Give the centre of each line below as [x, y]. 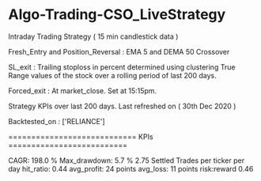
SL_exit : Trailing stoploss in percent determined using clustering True [122, 67]
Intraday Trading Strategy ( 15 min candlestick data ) [93, 36]
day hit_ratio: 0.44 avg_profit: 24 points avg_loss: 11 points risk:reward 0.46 [131, 168]
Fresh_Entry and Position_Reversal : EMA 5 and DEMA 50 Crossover [119, 51]
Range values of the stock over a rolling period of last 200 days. [112, 75]
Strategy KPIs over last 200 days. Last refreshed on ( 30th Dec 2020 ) [122, 106]
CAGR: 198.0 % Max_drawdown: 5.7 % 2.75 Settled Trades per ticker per [127, 160]
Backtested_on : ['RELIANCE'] [57, 121]
